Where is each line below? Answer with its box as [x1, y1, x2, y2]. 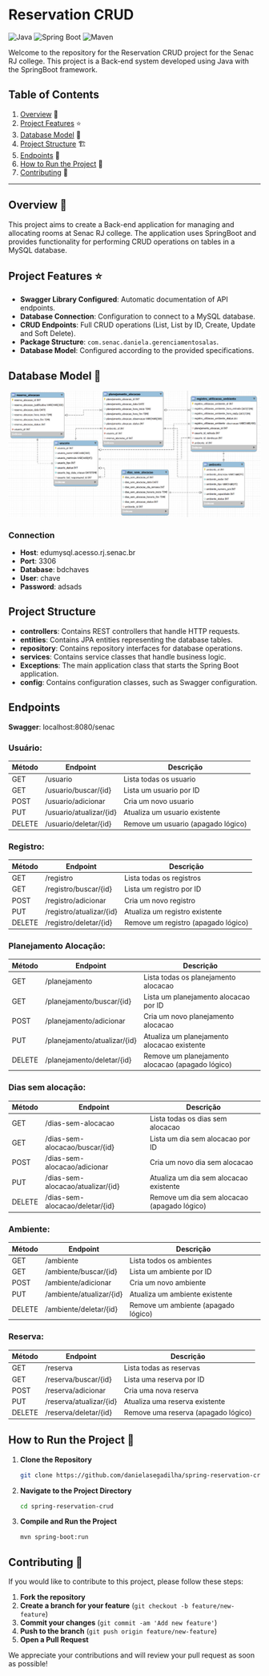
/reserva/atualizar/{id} [45, 1397, 118, 1406]
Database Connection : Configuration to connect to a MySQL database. [19, 311, 256, 322]
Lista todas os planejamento [143, 972, 236, 982]
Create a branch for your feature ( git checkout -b [19, 1601, 188, 1610]
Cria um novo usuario [123, 797, 195, 806]
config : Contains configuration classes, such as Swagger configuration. [19, 677, 258, 687]
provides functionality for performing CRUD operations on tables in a [8, 237, 235, 246]
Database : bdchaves [19, 564, 90, 574]
